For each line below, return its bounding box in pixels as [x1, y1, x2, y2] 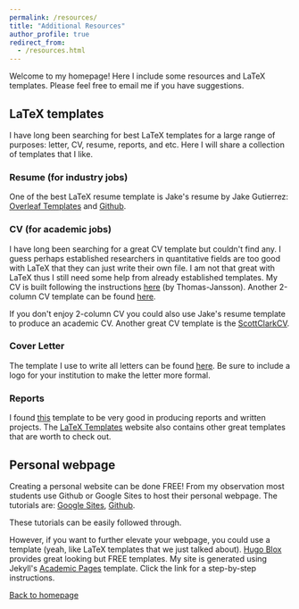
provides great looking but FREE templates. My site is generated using [9, 553, 268, 563]
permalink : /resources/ [9, 13, 98, 22]
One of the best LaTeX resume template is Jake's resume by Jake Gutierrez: [9, 191, 288, 202]
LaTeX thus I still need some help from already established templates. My [9, 271, 278, 282]
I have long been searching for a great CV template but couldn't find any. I [9, 243, 281, 254]
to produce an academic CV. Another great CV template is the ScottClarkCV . [9, 318, 290, 329]
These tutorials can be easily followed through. [9, 517, 182, 528]
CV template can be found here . [38, 291, 156, 302]
